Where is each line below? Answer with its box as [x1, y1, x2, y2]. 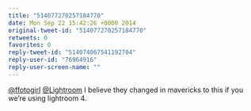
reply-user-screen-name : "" [8, 63, 101, 71]
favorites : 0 [8, 41, 51, 49]
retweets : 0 [8, 33, 48, 42]
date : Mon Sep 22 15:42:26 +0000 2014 [8, 19, 136, 27]
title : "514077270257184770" [8, 11, 105, 20]
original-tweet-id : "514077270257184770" [8, 26, 147, 34]
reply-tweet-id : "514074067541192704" [8, 48, 136, 56]
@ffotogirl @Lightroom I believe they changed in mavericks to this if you [8, 85, 244, 94]
